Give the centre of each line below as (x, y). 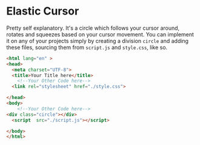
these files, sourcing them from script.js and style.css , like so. (87, 47)
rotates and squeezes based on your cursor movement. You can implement (100, 34)
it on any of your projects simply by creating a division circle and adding (98, 41)
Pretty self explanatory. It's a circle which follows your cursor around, (93, 28)
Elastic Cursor (43, 11)
